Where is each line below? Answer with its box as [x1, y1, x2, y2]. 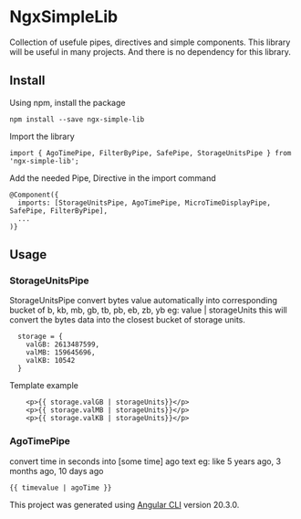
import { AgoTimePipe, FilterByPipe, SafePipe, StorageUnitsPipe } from [9, 148, 292, 157]
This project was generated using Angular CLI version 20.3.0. [9, 499, 240, 510]
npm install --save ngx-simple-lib [9, 114, 145, 124]
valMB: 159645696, [26, 348, 96, 357]
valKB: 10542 [26, 356, 76, 365]
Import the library [9, 131, 75, 142]
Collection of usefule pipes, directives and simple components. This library [9, 37, 291, 48]
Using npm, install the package [9, 97, 126, 108]
